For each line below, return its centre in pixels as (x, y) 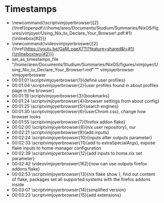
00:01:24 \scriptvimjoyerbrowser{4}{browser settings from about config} (85, 101)
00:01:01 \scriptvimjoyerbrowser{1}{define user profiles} (68, 80)
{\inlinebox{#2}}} (29, 38)
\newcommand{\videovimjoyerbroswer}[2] (55, 43)
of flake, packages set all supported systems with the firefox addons (81, 179)
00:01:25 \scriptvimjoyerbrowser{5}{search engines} (65, 106)
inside (18, 184)
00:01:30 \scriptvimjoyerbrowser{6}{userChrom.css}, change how (79, 111)
